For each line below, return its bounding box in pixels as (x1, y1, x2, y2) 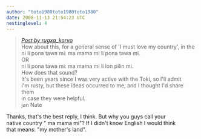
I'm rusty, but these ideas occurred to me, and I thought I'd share (21, 82, 183, 89)
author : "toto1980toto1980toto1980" (6, 8, 99, 15)
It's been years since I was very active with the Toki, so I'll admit (21, 75, 182, 83)
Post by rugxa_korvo (21, 37, 73, 44)
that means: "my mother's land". (6, 126, 87, 134)
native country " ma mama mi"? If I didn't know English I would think (6, 120, 176, 127)
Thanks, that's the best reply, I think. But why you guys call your (6, 113, 166, 120)
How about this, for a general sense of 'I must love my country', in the (21, 43, 195, 50)
